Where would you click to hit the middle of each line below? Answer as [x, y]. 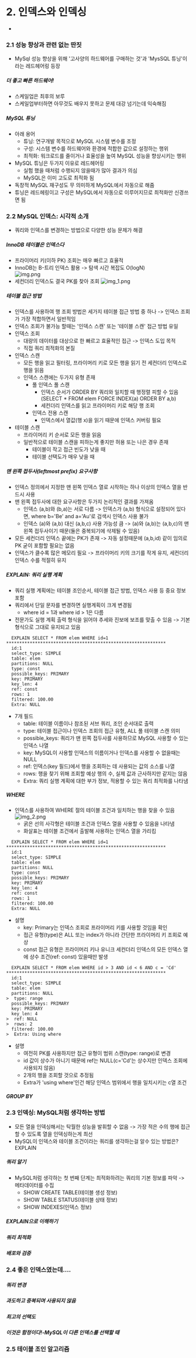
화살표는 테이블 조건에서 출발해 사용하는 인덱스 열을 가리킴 [90, 831]
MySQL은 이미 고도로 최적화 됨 [59, 178]
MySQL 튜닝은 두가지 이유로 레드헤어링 [59, 163]
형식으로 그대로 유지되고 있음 [47, 627]
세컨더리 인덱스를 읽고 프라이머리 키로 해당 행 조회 [98, 406]
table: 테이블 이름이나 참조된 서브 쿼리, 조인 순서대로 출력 [88, 723]
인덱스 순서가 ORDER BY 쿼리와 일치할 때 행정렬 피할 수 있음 [109, 392]
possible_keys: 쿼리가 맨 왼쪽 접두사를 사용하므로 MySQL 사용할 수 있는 [106, 738]
